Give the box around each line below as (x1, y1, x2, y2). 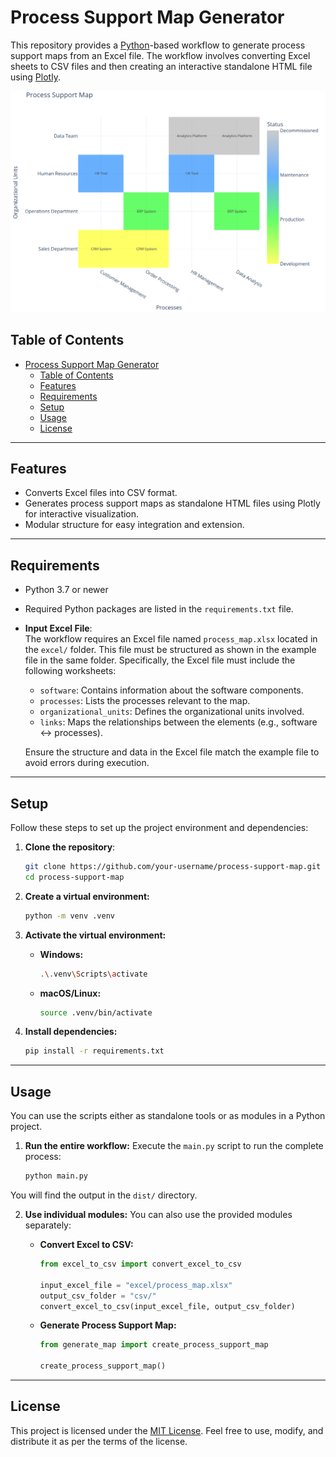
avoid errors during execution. (24, 757, 150, 769)
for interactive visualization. (24, 508, 140, 520)
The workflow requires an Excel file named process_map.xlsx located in (24, 633, 318, 645)
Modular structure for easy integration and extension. (24, 519, 245, 531)
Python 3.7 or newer (24, 584, 109, 596)
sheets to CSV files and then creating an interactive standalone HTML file (10, 60, 313, 72)
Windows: (39, 948, 84, 960)
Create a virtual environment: (24, 890, 150, 902)
